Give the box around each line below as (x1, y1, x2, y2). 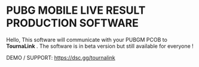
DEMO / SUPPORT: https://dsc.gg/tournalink (6, 54, 115, 61)
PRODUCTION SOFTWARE (6, 16, 139, 30)
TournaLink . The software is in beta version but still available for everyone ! (6, 42, 194, 50)
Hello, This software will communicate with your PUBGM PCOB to (6, 36, 167, 43)
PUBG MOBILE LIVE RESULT (6, 4, 146, 17)
